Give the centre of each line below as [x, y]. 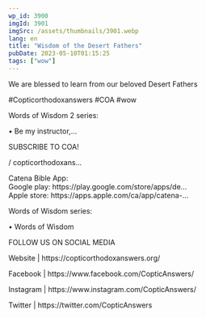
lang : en [23, 38]
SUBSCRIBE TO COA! [44, 146]
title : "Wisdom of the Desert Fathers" [76, 46]
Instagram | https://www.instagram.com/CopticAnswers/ [102, 289]
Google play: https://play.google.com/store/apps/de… [98, 186]
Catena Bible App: [38, 178]
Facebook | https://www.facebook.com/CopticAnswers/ [101, 273]
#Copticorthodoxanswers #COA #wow [73, 100]
